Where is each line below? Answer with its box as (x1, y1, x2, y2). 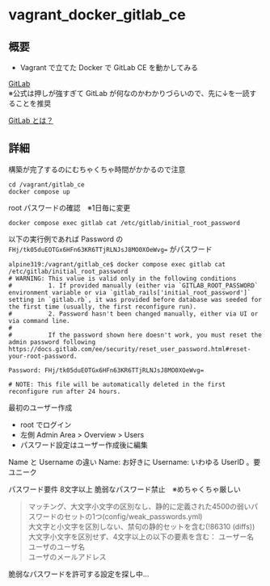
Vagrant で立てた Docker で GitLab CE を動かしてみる (19, 63, 199, 72)
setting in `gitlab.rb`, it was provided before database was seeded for (8, 295, 263, 303)
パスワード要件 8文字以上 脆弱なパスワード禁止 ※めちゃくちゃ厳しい (8, 484, 241, 494)
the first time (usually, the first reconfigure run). (8, 303, 197, 311)
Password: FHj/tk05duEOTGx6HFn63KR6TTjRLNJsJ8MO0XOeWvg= (8, 366, 205, 375)
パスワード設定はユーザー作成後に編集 (19, 440, 148, 450)
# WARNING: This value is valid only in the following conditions (8, 274, 237, 283)
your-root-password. (8, 352, 78, 360)
